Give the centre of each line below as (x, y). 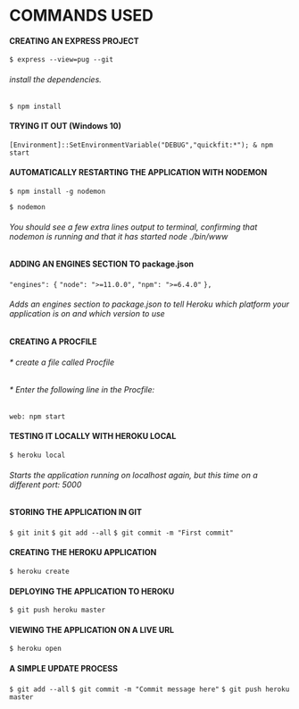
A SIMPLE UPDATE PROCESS (64, 669)
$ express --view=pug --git (62, 60)
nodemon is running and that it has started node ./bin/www (119, 236)
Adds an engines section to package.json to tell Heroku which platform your (149, 304)
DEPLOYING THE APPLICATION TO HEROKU (92, 591)
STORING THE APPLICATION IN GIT (76, 512)
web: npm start (37, 417)
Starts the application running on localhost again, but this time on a (134, 475)
